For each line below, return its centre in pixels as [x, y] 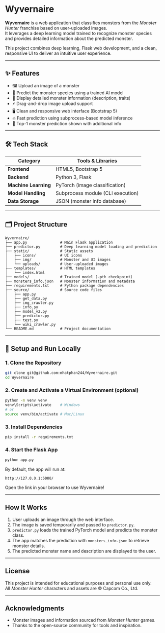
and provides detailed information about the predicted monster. [69, 38]
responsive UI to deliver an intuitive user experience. [58, 53]
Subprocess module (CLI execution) [97, 193]
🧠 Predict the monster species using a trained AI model [68, 93]
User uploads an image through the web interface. [63, 520]
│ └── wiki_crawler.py [30, 325]
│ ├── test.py [22, 320]
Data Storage [23, 201]
